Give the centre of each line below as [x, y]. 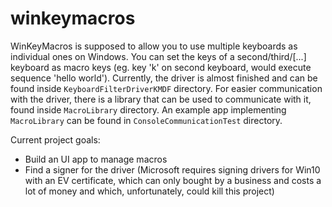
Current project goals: [55, 139]
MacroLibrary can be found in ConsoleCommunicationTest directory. [146, 120]
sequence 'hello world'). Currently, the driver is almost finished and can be [164, 78]
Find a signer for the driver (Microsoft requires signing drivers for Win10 [172, 169]
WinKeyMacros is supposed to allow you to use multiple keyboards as [154, 46]
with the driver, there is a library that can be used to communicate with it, [161, 99]
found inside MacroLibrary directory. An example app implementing [148, 109]
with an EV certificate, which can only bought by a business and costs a [173, 180]
